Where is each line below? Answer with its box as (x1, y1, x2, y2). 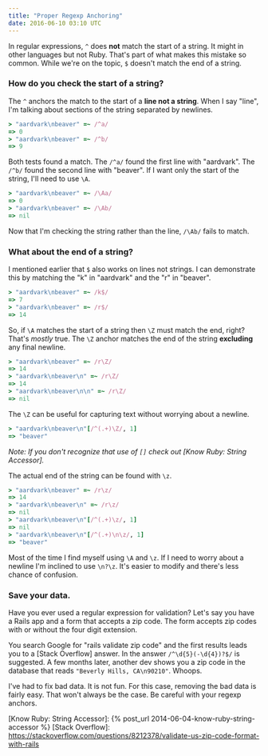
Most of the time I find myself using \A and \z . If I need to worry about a (8, 553, 245, 562)
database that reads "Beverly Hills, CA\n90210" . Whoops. (8, 666, 203, 675)
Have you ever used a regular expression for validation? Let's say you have (8, 607, 255, 617)
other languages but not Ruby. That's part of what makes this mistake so (8, 50, 247, 59)
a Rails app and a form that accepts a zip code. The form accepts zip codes (8, 616, 257, 626)
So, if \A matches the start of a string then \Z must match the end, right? (8, 325, 246, 334)
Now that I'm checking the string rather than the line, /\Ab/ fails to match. (8, 226, 250, 236)
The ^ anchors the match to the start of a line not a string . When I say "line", (8, 96, 259, 106)
